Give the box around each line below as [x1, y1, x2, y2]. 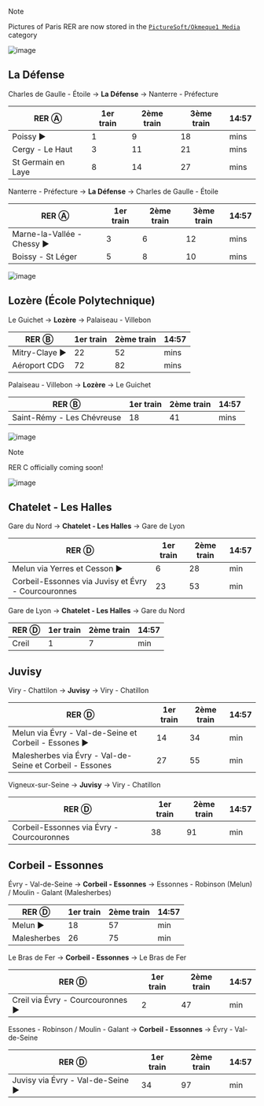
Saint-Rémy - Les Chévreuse [12, 412, 122, 423]
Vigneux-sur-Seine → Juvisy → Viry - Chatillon [8, 780, 161, 790]
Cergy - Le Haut [12, 143, 73, 154]
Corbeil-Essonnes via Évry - [12, 822, 119, 833]
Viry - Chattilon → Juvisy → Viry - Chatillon [8, 686, 149, 695]
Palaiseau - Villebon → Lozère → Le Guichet [8, 379, 152, 389]
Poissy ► [12, 131, 46, 142]
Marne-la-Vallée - [12, 228, 82, 239]
